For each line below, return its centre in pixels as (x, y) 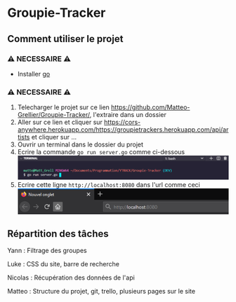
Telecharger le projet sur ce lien (64, 107)
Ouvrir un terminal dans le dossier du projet (80, 144)
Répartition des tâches (58, 234)
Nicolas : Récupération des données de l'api (71, 277)
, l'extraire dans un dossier (128, 115)
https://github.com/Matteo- (151, 107)
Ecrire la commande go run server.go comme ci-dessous (101, 152)
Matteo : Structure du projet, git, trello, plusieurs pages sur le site (101, 291)
